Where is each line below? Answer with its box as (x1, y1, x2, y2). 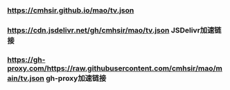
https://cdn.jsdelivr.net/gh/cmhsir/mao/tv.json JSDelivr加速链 (7, 25, 222, 35)
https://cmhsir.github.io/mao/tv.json (7, 6, 134, 15)
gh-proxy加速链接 (46, 73, 107, 83)
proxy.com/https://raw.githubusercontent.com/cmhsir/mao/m (7, 63, 223, 73)
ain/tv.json (7, 73, 45, 83)
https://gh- (7, 55, 46, 64)
